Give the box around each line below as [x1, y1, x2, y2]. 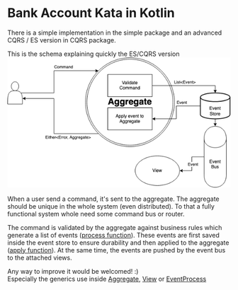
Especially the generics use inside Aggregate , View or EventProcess [7, 274, 207, 283]
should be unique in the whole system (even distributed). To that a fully [7, 202, 215, 210]
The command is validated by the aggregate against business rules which [7, 223, 222, 231]
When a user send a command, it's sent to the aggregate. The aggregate [7, 195, 220, 203]
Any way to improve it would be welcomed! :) [7, 267, 139, 275]
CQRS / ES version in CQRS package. [7, 35, 116, 44]
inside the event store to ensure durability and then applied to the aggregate [7, 238, 229, 247]
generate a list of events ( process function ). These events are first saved [7, 231, 220, 239]
